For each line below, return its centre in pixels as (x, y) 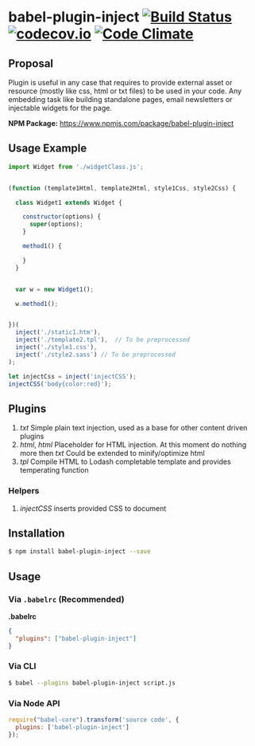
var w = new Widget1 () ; (54, 289)
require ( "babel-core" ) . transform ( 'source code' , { (94, 720)
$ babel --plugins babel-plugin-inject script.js (92, 683)
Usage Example (48, 149)
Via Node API (34, 703)
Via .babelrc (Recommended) (66, 599)
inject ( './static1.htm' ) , (58, 332)
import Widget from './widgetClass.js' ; (76, 167)
